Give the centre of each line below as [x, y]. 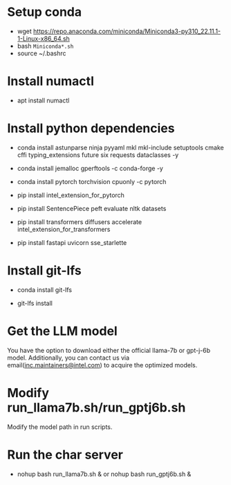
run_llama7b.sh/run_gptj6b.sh [96, 407]
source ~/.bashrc [42, 53]
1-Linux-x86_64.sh [44, 38]
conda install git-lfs [45, 290]
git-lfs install [35, 303]
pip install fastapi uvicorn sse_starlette [72, 242]
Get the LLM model [62, 331]
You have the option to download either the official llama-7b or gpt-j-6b [109, 350]
